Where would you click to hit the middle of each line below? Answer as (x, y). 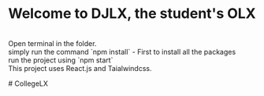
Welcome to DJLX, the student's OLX (132, 14)
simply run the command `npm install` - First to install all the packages (122, 52)
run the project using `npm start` (61, 60)
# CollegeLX (28, 84)
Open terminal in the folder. (52, 43)
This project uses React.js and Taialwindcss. (80, 68)
